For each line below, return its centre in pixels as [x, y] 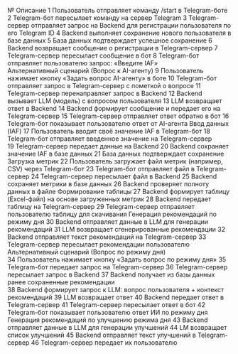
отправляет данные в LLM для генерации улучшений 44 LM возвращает [117, 327]
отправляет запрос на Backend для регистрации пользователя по [131, 25]
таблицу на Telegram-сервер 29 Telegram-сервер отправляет [101, 206]
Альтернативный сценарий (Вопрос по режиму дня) [87, 252]
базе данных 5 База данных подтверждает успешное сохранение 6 [110, 41]
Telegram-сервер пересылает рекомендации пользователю [99, 244]
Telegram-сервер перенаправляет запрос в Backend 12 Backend [105, 93]
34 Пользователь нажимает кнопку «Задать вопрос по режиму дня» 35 [117, 259]
